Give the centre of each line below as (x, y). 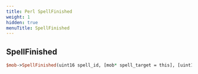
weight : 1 (18, 17)
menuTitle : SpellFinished (38, 28)
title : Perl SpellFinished (39, 11)
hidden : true (22, 22)
